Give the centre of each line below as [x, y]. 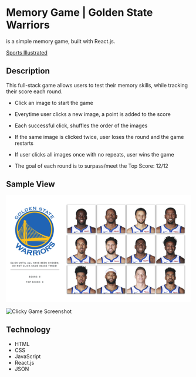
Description [28, 71]
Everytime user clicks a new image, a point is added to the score [93, 114]
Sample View [31, 184]
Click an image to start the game [54, 103]
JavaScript [28, 356]
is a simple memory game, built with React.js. [61, 41]
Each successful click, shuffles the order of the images [81, 125]
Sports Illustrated [27, 52]
